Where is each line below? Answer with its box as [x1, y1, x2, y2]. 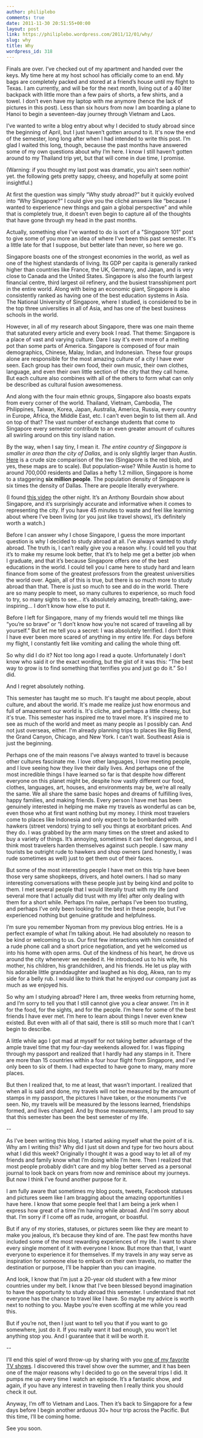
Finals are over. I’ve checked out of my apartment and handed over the [6, 65, 184, 72]
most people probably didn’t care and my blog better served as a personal [6, 1162, 192, 1170]
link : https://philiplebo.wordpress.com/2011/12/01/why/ [6, 32, 153, 38]
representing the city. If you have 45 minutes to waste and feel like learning [6, 506, 195, 514]
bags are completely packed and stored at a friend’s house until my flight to [6, 78, 195, 85]
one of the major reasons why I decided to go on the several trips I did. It [6, 1369, 188, 1376]
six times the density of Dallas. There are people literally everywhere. [6, 482, 179, 489]
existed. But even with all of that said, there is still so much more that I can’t [6, 1018, 195, 1026]
